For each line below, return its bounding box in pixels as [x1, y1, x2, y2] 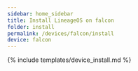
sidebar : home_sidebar [7, 10, 74, 18]
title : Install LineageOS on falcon [7, 17, 114, 24]
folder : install [7, 23, 55, 30]
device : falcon [7, 37, 52, 44]
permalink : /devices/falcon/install [7, 30, 114, 37]
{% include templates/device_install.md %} [7, 56, 132, 64]
